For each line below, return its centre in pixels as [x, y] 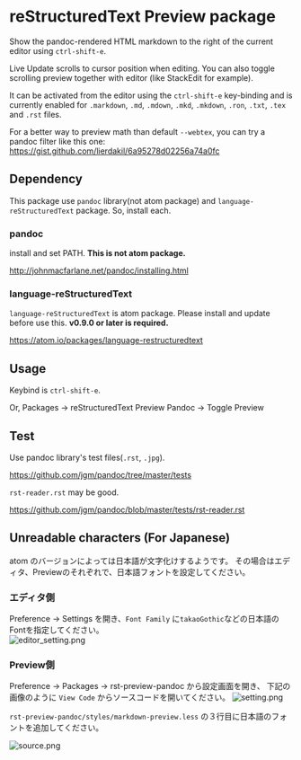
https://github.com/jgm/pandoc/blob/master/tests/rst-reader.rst [127, 509]
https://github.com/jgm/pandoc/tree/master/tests [100, 474]
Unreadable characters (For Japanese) [120, 538]
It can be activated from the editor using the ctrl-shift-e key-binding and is [151, 95]
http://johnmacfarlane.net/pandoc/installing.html [99, 270]
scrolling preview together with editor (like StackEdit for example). [131, 77]
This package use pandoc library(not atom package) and [112, 200]
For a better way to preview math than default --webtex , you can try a [137, 131]
